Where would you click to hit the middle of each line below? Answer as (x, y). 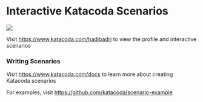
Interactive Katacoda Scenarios (87, 11)
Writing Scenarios (33, 61)
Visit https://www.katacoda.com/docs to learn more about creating (90, 74)
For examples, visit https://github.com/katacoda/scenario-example (89, 92)
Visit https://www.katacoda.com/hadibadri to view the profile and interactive (101, 39)
